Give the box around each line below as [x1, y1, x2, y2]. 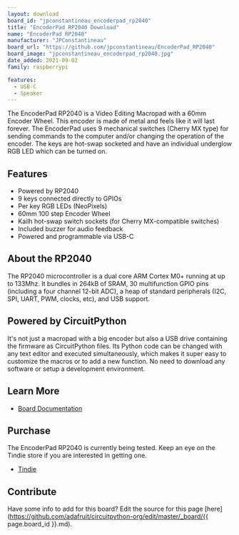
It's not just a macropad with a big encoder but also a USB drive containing [7, 334, 228, 342]
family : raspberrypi [7, 63, 69, 71]
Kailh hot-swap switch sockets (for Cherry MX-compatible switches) [17, 217, 220, 225]
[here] [204, 504, 223, 514]
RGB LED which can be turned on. [7, 147, 108, 156]
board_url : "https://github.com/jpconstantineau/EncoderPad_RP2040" [7, 44, 215, 51]
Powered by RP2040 [17, 187, 79, 195]
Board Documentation [17, 404, 83, 412]
